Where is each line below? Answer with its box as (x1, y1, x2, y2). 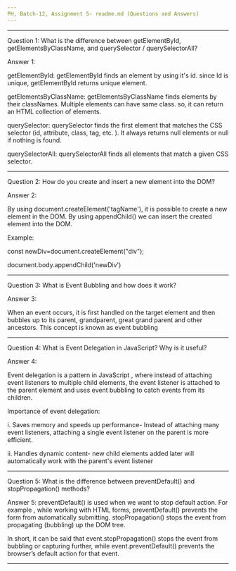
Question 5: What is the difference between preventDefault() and (7, 477, 195, 485)
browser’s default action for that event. (7, 549, 119, 558)
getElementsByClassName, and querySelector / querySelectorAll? (7, 44, 198, 52)
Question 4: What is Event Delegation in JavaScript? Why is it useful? (7, 343, 207, 352)
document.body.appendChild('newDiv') (7, 260, 122, 269)
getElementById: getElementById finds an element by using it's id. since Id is (7, 71, 229, 80)
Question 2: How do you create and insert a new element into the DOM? (7, 177, 216, 185)
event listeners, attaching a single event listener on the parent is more (7, 428, 209, 436)
